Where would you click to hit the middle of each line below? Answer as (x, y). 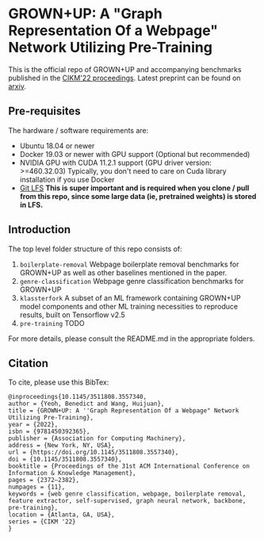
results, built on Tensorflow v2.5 (72, 315)
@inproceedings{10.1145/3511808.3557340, (78, 397)
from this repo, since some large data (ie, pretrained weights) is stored (138, 196)
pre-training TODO (52, 323)
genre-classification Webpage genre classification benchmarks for (132, 281)
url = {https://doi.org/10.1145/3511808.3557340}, (94, 453)
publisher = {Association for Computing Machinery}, (97, 439)
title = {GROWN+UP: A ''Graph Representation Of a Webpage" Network (124, 411)
